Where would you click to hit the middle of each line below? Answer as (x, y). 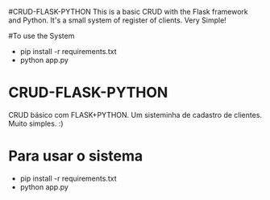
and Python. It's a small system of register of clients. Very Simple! (118, 20)
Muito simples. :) (36, 123)
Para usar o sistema (76, 156)
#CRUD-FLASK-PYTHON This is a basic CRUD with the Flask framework (128, 12)
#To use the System (42, 36)
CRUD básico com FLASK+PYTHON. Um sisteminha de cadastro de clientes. (135, 115)
